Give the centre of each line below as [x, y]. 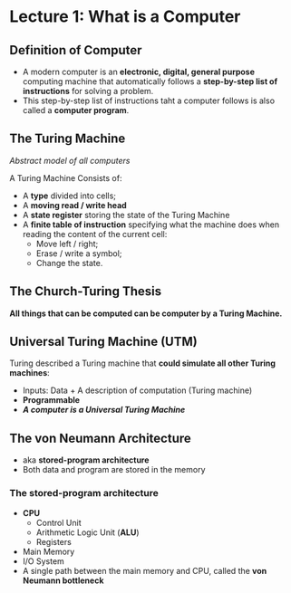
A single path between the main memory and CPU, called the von [145, 570]
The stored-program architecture [84, 493]
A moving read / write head [74, 205]
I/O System [44, 561]
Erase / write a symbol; [79, 253]
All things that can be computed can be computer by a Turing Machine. [146, 313]
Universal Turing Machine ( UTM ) [103, 342]
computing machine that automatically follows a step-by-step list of [150, 81]
